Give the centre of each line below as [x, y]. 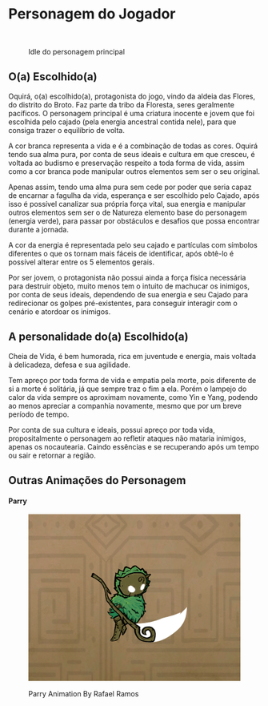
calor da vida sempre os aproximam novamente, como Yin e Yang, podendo [133, 397]
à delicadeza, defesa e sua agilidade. [69, 365]
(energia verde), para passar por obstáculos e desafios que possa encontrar [134, 220]
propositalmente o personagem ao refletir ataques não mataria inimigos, [127, 438]
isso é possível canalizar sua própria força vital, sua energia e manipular [127, 204]
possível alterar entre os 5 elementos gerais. [82, 262]
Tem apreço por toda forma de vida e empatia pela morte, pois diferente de [132, 380]
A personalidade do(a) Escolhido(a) [98, 337]
